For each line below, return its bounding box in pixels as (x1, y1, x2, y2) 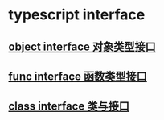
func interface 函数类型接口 (8, 69, 147, 83)
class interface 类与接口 (8, 99, 130, 114)
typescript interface (8, 6, 146, 24)
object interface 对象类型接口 (8, 39, 157, 53)
